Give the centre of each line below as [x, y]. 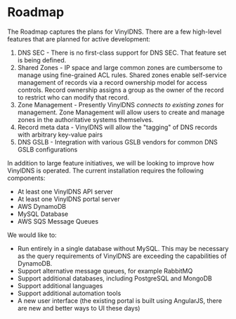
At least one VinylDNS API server [65, 191]
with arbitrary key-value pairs [60, 135]
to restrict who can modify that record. [73, 97]
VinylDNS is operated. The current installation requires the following [105, 170]
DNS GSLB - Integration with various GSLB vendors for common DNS [117, 142]
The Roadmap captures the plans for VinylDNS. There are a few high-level [114, 32]
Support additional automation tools [69, 293]
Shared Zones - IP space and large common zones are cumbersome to [120, 67]
